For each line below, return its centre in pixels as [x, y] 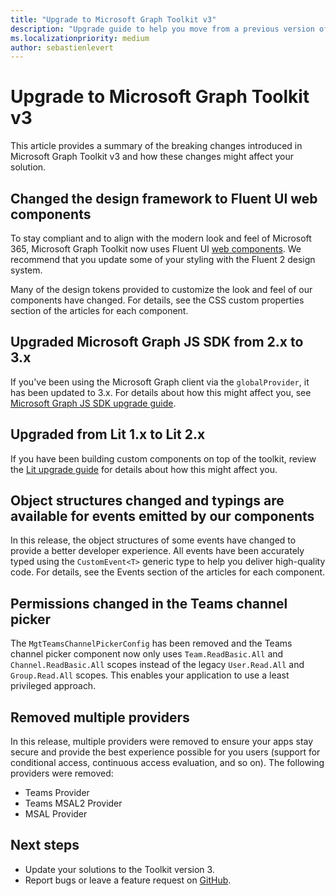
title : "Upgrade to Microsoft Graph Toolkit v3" [113, 19]
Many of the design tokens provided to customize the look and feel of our [161, 289]
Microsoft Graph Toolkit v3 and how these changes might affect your [152, 157]
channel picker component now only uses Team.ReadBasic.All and [147, 654]
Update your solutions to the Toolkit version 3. [119, 869]
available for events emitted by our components [162, 516]
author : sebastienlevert [62, 47]
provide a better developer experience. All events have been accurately [157, 551]
